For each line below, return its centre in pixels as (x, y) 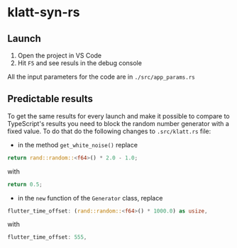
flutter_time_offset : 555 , (47, 237)
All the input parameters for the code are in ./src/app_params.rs (101, 77)
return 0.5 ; (25, 184)
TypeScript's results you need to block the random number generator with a (118, 123)
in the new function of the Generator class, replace (90, 198)
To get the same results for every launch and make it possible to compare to (118, 116)
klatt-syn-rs (44, 12)
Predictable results (50, 99)
